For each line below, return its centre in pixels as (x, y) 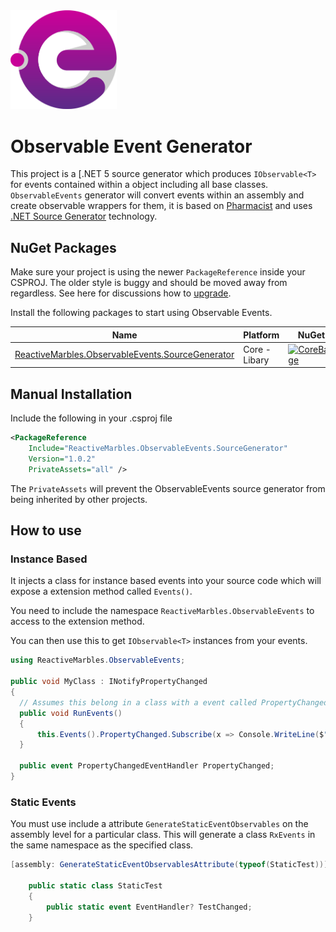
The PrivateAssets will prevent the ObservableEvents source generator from (168, 488)
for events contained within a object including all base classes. (139, 185)
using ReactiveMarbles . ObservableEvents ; (98, 660)
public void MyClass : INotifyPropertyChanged (109, 682)
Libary (256, 360)
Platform (261, 335)
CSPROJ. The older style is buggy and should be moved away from (149, 283)
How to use (46, 530)
